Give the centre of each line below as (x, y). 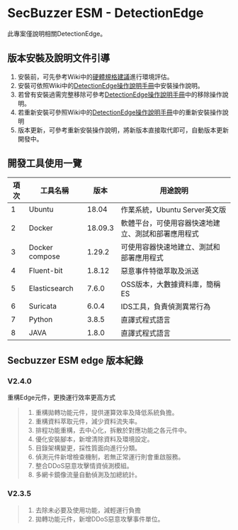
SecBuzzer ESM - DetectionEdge (106, 13)
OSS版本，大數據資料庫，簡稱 (171, 284)
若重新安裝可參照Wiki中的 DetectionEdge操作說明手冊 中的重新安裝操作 (120, 112)
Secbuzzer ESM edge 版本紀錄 (75, 360)
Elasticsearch (51, 288)
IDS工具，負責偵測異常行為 (166, 306)
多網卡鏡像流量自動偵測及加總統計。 (88, 475)
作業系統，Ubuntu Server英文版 (174, 210)
